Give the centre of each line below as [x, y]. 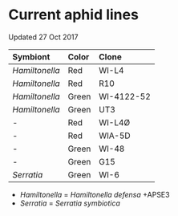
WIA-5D [115, 136]
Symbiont [31, 56]
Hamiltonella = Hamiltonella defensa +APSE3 [95, 194]
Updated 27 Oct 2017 [43, 37]
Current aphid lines [73, 15]
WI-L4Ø [115, 122]
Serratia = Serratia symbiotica [70, 203]
